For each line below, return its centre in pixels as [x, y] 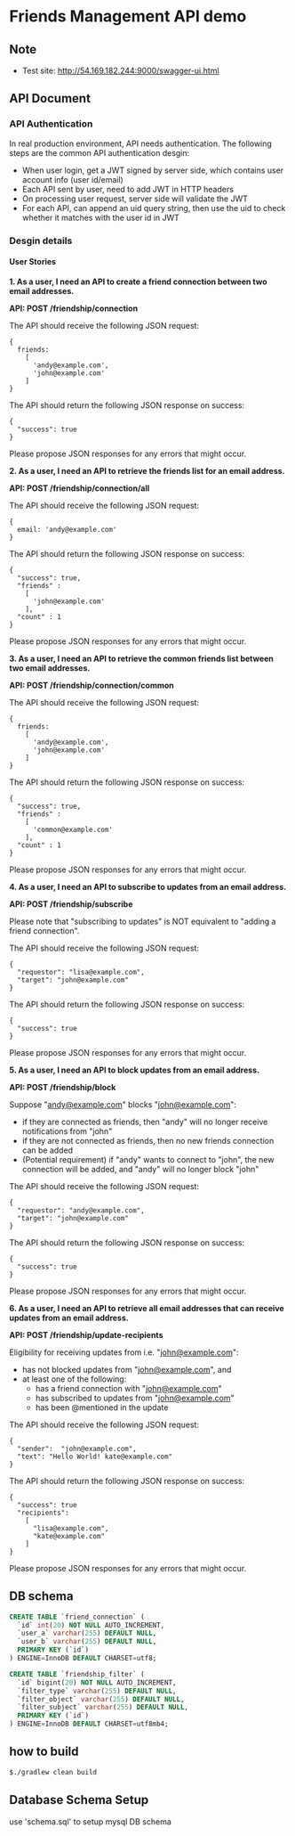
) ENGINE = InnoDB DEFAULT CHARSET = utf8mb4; [89, 1724]
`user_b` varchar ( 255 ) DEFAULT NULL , [87, 1642]
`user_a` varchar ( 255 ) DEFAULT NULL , [87, 1633]
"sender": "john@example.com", [77, 1448]
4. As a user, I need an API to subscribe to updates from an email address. [148, 886]
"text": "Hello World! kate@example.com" [95, 1457]
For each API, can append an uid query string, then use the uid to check [154, 208]
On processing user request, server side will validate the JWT [135, 199]
